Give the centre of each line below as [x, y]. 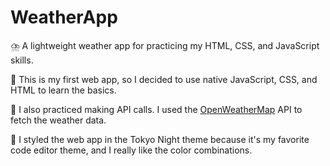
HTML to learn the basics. [63, 90]
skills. [22, 60]
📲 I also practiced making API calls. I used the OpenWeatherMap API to [156, 109]
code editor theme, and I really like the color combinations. [131, 150]
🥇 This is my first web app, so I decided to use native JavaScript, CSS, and [164, 79]
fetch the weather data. [58, 120]
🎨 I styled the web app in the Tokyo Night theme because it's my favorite [160, 139]
